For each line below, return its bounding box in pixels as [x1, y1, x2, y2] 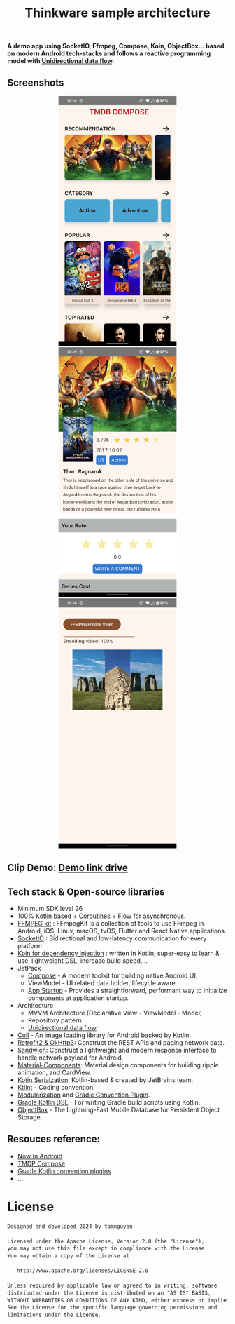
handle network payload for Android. [17, 1053, 124, 1062]
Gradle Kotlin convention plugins [17, 1166, 112, 1175]
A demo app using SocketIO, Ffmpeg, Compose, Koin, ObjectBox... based [7, 41, 225, 50]
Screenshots [7, 77, 64, 89]
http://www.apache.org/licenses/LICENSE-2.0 [16, 1267, 149, 1274]
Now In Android [17, 1151, 63, 1160]
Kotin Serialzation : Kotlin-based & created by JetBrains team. [17, 1076, 194, 1084]
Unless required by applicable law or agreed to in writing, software [7, 1282, 218, 1289]
